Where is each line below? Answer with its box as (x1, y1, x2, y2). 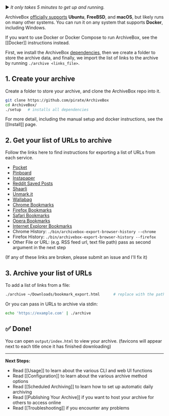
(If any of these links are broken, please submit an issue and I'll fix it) (5, 254, 147, 260)
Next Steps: (5, 358, 31, 364)
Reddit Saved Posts (12, 180, 53, 186)
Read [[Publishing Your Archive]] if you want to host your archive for (12, 394, 154, 400)
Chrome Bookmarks (12, 202, 54, 208)
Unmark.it (12, 191, 33, 197)
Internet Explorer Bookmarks (12, 223, 72, 229)
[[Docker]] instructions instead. (5, 40, 70, 46)
